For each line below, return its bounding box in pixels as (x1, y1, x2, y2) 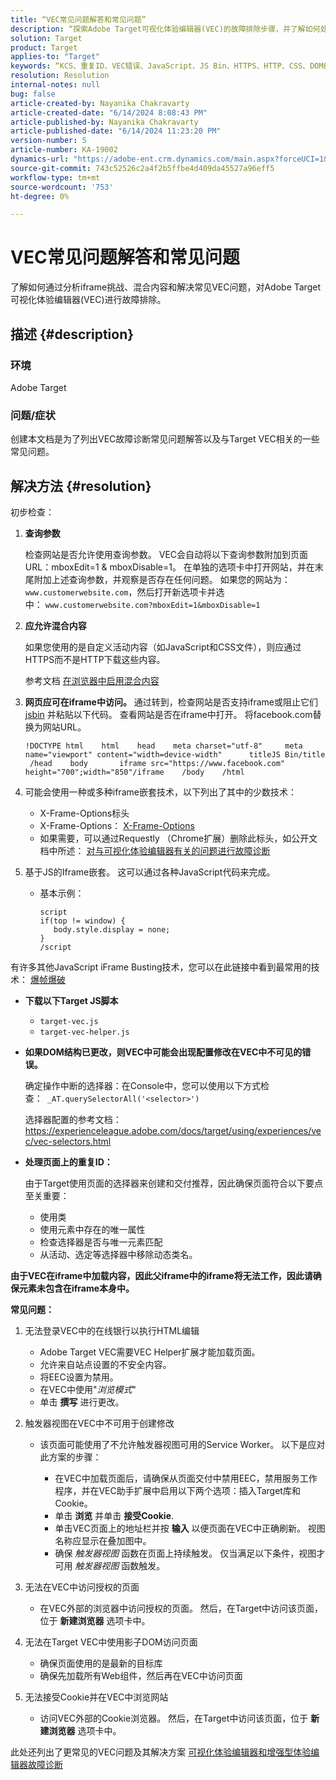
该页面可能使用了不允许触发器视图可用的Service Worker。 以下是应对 (39, 1438, 326, 1450)
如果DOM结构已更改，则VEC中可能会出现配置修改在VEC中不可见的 (24, 1046, 303, 1058)
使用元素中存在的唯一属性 (39, 1223, 146, 1235)
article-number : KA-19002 (10, 145, 118, 155)
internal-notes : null (10, 80, 101, 90)
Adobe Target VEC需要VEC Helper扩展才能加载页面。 (39, 1346, 261, 1358)
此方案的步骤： (39, 1451, 102, 1463)
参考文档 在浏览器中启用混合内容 (24, 674, 160, 686)
